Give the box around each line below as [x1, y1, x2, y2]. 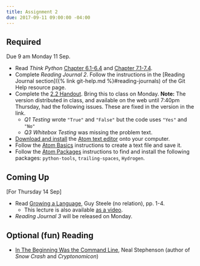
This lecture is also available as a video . [24, 206, 123, 213]
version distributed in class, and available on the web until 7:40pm [15, 97, 180, 104]
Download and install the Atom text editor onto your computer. [15, 135, 170, 143]
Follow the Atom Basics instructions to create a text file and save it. [15, 141, 182, 149]
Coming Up [6, 172, 50, 182]
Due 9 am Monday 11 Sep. [6, 53, 71, 60]
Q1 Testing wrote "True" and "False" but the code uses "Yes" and [24, 116, 187, 123]
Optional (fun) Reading [6, 230, 94, 241]
